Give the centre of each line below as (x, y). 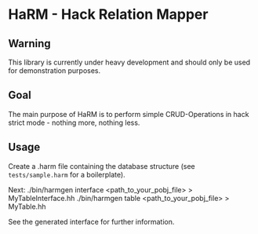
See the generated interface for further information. (91, 221)
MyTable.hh (27, 207)
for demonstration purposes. (54, 71)
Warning (29, 44)
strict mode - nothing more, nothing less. (74, 122)
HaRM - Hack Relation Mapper (108, 15)
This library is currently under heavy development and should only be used (129, 62)
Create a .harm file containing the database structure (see (102, 166)
